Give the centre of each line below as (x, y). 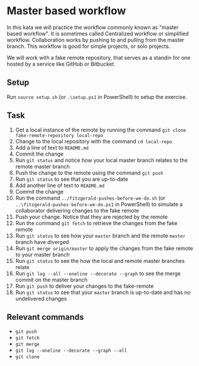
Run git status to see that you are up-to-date (72, 179)
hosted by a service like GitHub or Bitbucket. (61, 64)
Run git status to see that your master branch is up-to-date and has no (103, 292)
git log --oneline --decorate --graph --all (71, 351)
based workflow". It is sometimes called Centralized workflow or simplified (98, 33)
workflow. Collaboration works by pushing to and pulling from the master (96, 40)
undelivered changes (41, 298)
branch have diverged (42, 242)
